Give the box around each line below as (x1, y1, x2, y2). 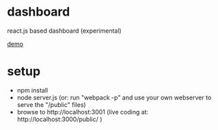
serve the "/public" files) (16, 100, 87, 109)
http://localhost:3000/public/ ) (16, 115, 103, 123)
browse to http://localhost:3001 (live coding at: (16, 108, 149, 116)
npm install (16, 86, 49, 94)
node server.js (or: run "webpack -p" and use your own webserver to (16, 93, 212, 101)
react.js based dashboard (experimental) (7, 27, 122, 35)
